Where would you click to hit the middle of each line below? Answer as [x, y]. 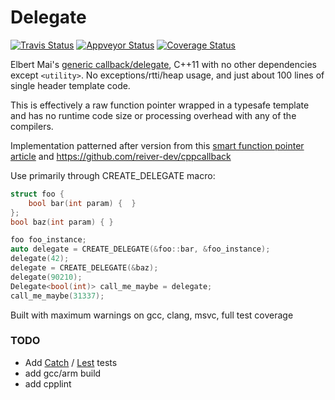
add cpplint [48, 383]
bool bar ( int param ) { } [82, 203]
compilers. [32, 126]
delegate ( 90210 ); [46, 277]
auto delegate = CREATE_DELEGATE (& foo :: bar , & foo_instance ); [140, 249]
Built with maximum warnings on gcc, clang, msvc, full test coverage [152, 315]
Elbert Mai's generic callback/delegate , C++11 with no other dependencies [163, 64]
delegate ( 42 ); [40, 259]
